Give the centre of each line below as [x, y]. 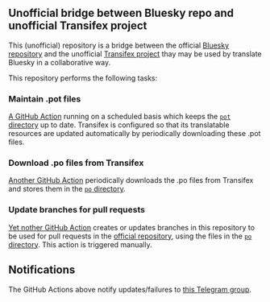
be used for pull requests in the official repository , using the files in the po [130, 236]
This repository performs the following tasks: [83, 78]
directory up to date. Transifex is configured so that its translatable [119, 125]
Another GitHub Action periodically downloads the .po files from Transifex [131, 180]
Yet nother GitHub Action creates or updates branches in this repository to [132, 227]
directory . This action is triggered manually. [80, 244]
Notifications [42, 270]
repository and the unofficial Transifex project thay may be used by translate [135, 54]
